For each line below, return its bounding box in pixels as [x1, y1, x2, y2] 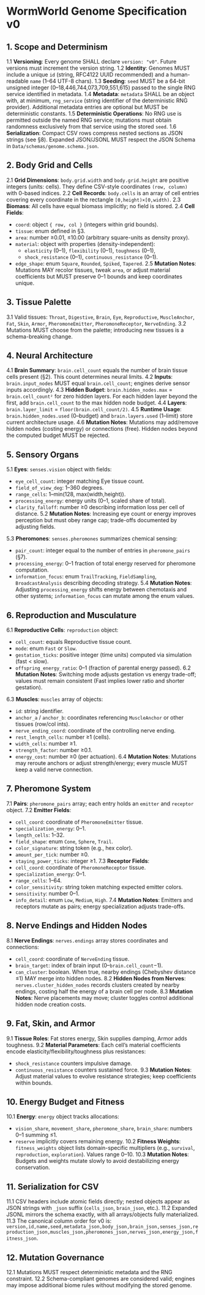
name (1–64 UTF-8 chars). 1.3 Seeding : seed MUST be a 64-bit [29, 78, 185, 84]
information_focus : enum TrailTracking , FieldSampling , [15, 573, 157, 580]
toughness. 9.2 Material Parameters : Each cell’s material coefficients [6, 1041, 181, 1048]
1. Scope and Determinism [6, 42, 108, 52]
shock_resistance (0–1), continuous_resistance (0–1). [24, 253, 158, 261]
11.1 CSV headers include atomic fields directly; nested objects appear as [6, 1198, 190, 1205]
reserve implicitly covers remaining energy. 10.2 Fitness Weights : [15, 1138, 181, 1145]
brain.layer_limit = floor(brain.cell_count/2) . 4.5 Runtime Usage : [6, 406, 182, 413]
